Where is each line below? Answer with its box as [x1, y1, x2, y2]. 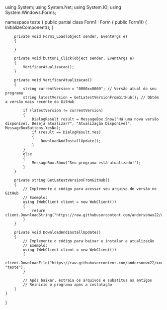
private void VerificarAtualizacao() [14, 78, 92, 83]
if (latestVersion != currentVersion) [23, 108, 103, 113]
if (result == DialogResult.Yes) [31, 130, 101, 135]
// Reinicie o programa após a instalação [23, 282, 112, 287]
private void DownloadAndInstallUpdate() [14, 230, 101, 235]
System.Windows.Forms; [5, 9, 56, 15]
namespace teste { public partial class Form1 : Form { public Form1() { [5, 19, 148, 25]
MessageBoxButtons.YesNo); [5, 125, 61, 130]
